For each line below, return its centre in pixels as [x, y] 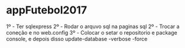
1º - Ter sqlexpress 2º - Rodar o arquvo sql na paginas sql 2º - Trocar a [93, 26]
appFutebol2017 [47, 10]
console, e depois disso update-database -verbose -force [77, 39]
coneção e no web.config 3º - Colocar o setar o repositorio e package [92, 32]
